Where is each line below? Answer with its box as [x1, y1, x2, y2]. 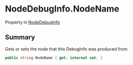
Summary [5, 33, 35, 41]
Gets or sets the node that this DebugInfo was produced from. [5, 46, 129, 52]
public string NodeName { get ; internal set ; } [5, 55, 103, 60]
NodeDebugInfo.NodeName [5, 3, 119, 14]
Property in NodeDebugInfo [5, 19, 60, 25]
